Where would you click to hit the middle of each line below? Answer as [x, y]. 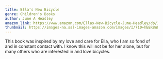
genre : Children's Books [30, 14]
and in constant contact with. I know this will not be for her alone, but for [78, 46]
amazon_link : [18, 23]
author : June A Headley [29, 18]
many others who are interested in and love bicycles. [58, 52]
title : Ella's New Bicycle [32, 9]
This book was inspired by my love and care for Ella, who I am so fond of [78, 41]
